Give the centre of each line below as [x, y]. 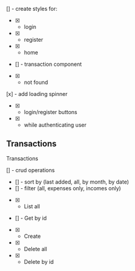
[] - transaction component [48, 64]
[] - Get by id [31, 218]
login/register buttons [50, 112]
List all [32, 206]
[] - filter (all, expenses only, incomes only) [68, 188]
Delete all [35, 249]
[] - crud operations [31, 170]
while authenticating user [55, 125]
